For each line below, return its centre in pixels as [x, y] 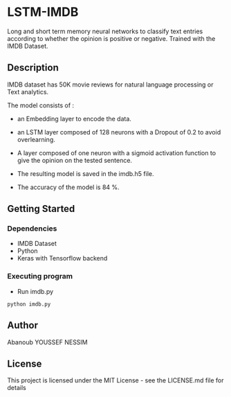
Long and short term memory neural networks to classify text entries [105, 31]
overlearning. [36, 139]
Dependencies [32, 229]
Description [33, 68]
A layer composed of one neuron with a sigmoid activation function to [117, 152]
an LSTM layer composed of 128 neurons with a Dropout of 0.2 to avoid [119, 132]
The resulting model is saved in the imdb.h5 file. [85, 173]
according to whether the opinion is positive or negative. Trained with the [111, 38]
